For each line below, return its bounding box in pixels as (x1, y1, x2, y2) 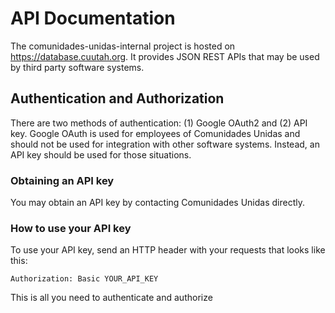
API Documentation (10, 7, 176, 30)
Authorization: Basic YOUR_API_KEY (10, 274, 159, 284)
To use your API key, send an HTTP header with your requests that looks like (10, 244, 326, 256)
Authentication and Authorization (10, 90, 225, 107)
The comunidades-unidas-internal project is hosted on (10, 40, 236, 52)
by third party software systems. (10, 61, 145, 73)
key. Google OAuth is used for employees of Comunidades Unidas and (10, 127, 301, 139)
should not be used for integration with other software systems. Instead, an (10, 138, 320, 150)
